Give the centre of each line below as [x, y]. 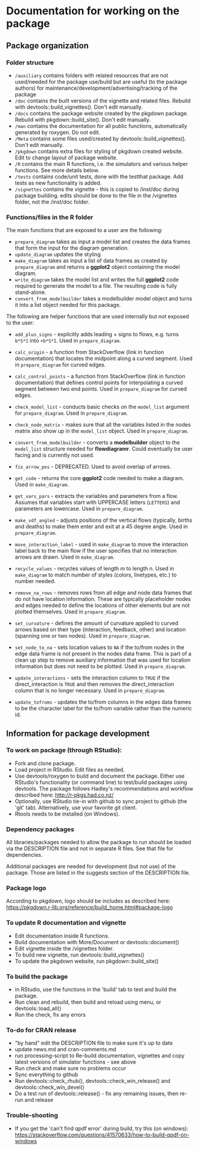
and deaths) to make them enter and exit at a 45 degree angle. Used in [101, 527]
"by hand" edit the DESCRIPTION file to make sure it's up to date [94, 1043]
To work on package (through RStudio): [64, 750]
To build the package [37, 976]
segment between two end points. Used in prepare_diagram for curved [101, 389]
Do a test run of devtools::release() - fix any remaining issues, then [97, 1093]
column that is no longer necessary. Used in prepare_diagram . [90, 691]
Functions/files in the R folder [50, 217]
